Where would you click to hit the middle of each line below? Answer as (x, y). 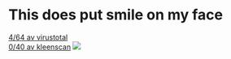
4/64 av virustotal (38, 37)
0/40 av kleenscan (40, 47)
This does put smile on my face (116, 15)
